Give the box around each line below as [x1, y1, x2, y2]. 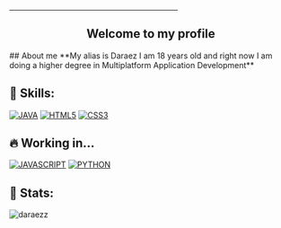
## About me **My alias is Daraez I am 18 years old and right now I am [9, 50, 273, 61]
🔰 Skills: [9, 86, 56, 101]
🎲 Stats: [9, 185, 54, 200]
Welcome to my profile [86, 26, 215, 41]
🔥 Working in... [9, 136, 95, 151]
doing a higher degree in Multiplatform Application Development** [9, 59, 255, 70]
